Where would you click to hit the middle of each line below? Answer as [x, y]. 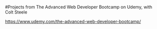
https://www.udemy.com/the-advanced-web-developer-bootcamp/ [73, 22]
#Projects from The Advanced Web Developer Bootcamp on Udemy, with [79, 7]
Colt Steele [16, 12]
